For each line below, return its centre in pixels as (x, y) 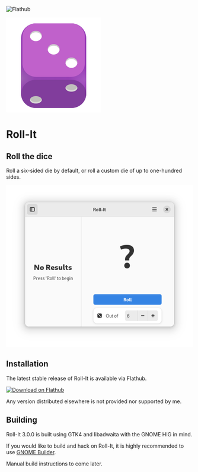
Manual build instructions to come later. (54, 464)
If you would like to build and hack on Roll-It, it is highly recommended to (95, 446)
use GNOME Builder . (31, 452)
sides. (13, 177)
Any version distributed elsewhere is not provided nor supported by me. (94, 401)
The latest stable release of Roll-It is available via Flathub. (76, 378)
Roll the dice (29, 156)
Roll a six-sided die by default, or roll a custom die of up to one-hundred (94, 170)
